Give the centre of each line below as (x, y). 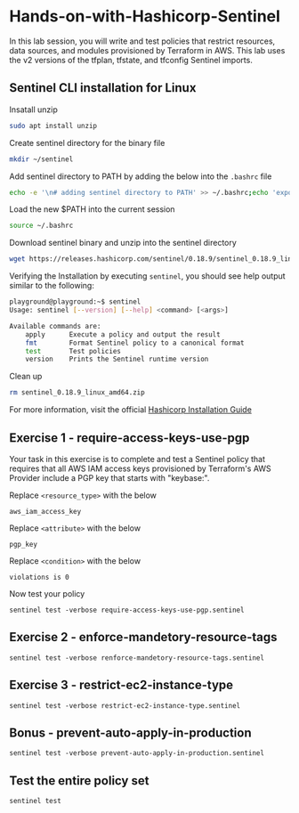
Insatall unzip (33, 110)
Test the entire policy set (79, 780)
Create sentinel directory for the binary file (87, 142)
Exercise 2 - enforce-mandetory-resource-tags (143, 637)
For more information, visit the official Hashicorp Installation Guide (130, 410)
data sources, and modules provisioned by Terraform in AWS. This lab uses (147, 50)
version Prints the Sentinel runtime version (117, 359)
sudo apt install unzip (53, 126)
